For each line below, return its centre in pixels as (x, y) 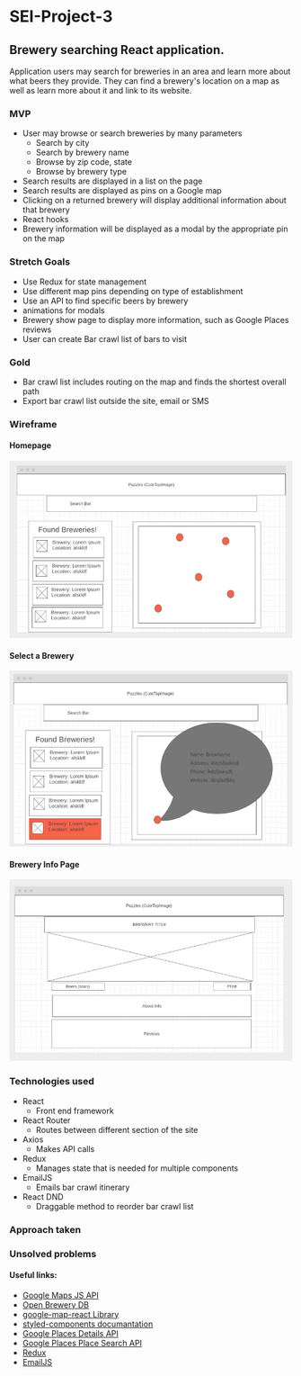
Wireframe (33, 424)
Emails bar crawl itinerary (83, 1187)
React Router (46, 1120)
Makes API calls (65, 1148)
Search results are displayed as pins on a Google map (122, 191)
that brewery (46, 210)
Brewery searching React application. (117, 50)
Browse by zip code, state (84, 162)
